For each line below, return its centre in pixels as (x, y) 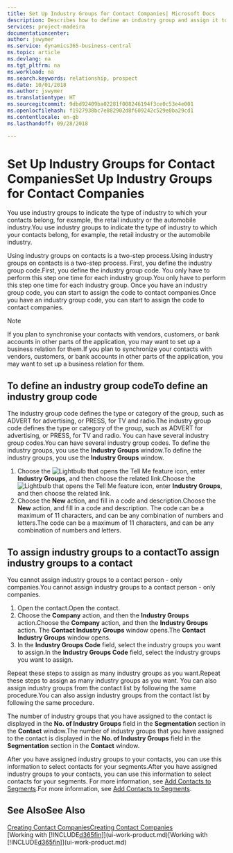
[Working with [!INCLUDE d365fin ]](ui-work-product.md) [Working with (107, 834)
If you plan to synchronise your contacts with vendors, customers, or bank (113, 334)
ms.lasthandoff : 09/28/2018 (48, 123)
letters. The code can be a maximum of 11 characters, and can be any (115, 523)
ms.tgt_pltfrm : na (34, 65)
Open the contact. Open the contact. (68, 608)
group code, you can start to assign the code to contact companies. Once (112, 293)
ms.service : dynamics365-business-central (69, 46)
